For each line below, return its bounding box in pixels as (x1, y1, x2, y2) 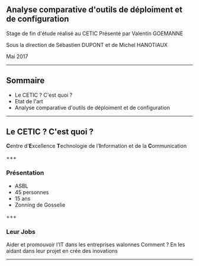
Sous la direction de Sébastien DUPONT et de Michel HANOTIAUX (6, 41, 168, 48)
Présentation (6, 169, 44, 177)
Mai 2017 (6, 53, 28, 60)
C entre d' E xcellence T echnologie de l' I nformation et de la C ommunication (6, 142, 187, 150)
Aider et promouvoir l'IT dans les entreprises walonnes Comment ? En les (6, 241, 185, 248)
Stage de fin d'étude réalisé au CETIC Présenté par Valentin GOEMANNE (6, 30, 184, 37)
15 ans (14, 195, 31, 202)
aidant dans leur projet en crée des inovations (6, 248, 118, 255)
